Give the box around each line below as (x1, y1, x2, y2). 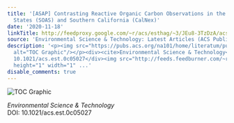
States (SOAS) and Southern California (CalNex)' (13, 17, 160, 24)
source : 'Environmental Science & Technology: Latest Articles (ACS (7, 36, 210, 43)
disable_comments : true (7, 68, 77, 75)
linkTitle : (7, 29, 39, 37)
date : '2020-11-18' (7, 23, 64, 30)
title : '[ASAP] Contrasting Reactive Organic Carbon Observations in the (7, 10, 226, 17)
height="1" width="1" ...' (13, 62, 92, 69)
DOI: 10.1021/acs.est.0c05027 (7, 108, 92, 117)
